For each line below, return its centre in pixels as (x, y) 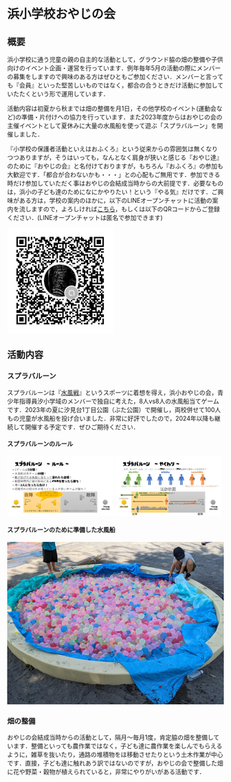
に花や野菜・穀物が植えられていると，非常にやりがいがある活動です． (106, 772)
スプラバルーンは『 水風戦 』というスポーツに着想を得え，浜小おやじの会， (112, 392)
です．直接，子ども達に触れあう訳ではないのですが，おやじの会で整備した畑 (115, 763)
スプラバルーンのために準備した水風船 (61, 530)
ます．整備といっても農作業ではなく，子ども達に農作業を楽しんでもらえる (118, 746)
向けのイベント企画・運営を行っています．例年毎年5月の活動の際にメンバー (114, 68)
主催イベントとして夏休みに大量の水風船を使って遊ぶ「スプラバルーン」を (112, 126)
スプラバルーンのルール (40, 444)
